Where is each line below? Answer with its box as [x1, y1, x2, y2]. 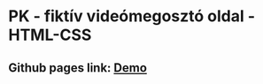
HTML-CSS [8, 25, 92, 45]
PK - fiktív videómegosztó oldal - [8, 6, 256, 27]
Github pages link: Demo [8, 60, 148, 75]
